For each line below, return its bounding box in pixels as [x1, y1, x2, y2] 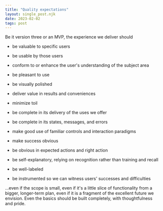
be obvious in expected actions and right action [12, 147, 108, 153]
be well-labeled [12, 166, 44, 172]
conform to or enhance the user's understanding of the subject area [12, 62, 149, 68]
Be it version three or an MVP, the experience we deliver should [5, 34, 133, 40]
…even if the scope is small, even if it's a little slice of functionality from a [5, 185, 153, 191]
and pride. [5, 201, 26, 207]
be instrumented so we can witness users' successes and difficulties [12, 176, 151, 182]
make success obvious [12, 138, 59, 144]
